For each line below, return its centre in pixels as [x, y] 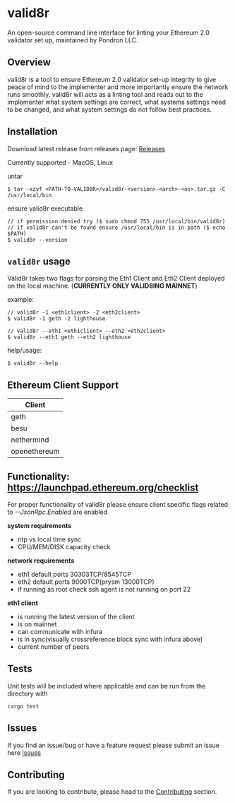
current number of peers [53, 647]
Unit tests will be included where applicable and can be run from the [107, 686]
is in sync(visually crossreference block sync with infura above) [110, 639]
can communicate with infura [60, 632]
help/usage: [25, 351]
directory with [28, 693]
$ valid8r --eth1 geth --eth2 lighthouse [69, 337]
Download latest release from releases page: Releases [86, 148]
